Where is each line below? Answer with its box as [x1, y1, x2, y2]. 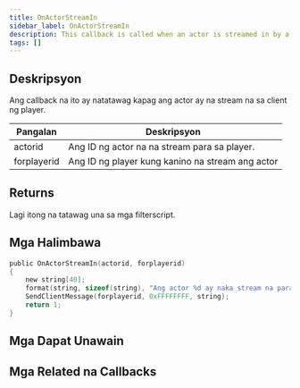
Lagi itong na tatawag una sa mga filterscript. [9, 209, 176, 220]
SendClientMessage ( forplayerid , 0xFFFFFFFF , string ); [25, 292, 229, 301]
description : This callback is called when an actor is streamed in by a [9, 30, 290, 38]
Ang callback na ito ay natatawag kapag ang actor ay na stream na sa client [9, 95, 287, 105]
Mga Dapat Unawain [9, 333, 125, 349]
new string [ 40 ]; [25, 275, 87, 284]
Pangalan [16, 126, 57, 139]
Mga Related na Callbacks [9, 364, 157, 379]
